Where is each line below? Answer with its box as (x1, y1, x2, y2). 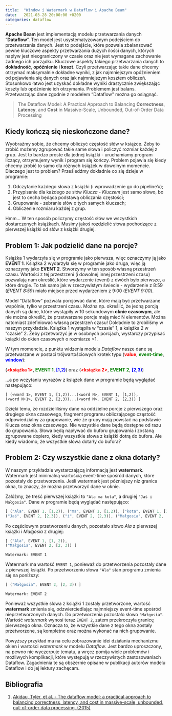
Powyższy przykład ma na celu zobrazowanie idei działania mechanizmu (5, 638, 159, 644)
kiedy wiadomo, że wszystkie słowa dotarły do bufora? (5, 438, 121, 444)
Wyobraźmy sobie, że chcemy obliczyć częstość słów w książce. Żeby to (5, 141, 160, 147)
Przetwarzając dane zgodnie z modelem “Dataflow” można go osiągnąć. (5, 91, 158, 98)
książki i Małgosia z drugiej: (5, 528, 64, 534)
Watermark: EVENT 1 (5, 552, 47, 558)
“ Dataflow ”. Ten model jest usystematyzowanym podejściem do (5, 37, 141, 43)
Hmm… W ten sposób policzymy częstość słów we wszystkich (5, 216, 137, 222)
